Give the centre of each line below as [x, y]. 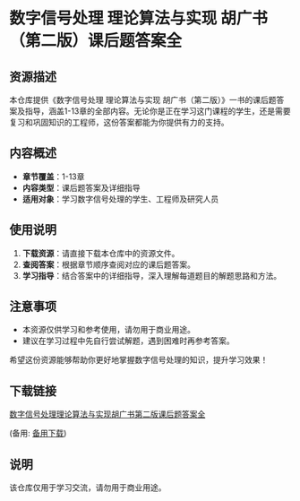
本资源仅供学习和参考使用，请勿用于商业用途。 [108, 330]
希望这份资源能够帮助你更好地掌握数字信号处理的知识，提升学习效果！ [139, 360]
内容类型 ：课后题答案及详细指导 [81, 187]
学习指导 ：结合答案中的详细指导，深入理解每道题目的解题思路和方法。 [152, 275]
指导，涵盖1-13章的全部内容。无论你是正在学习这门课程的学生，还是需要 [158, 111]
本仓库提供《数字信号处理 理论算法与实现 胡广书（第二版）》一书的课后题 [143, 100]
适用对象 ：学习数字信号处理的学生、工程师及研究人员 [120, 199]
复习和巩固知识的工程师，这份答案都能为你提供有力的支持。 [119, 122]
